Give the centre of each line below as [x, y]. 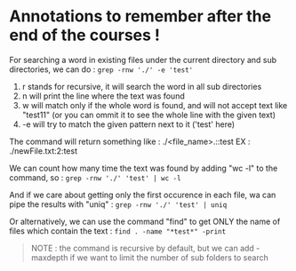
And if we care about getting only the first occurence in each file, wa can [143, 195]
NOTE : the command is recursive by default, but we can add [143, 248]
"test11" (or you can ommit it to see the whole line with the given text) [149, 115]
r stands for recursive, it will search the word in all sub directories [142, 86]
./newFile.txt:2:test [44, 151]
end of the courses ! [85, 35]
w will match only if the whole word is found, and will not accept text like [155, 105]
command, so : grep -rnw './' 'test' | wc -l [95, 177]
